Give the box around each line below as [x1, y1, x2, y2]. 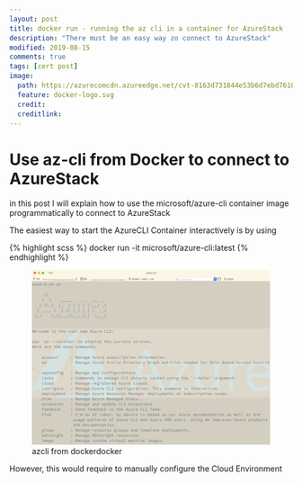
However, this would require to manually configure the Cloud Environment [9, 463, 283, 474]
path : [17, 81, 39, 90]
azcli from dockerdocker [31, 446, 123, 457]
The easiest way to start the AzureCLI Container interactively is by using [9, 225, 277, 236]
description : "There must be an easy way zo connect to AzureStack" [9, 33, 271, 42]
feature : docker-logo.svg [17, 90, 115, 99]
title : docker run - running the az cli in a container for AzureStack [9, 23, 283, 33]
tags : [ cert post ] [9, 62, 78, 71]
